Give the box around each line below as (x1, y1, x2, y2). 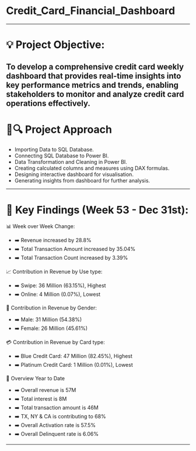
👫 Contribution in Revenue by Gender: (6, 304, 97, 311)
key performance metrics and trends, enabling (6, 80, 179, 90)
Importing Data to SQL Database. (14, 146, 94, 153)
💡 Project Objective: (6, 38, 105, 51)
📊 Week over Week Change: (6, 223, 75, 230)
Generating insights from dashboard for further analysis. (14, 177, 150, 184)
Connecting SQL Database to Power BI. (14, 152, 109, 159)
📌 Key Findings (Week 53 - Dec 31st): (6, 203, 189, 216)
